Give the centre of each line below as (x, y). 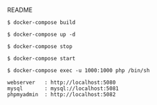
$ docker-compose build (41, 23)
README (20, 10)
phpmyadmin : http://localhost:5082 (62, 95)
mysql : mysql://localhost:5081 (63, 89)
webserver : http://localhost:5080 (62, 82)
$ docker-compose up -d (41, 34)
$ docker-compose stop (40, 47)
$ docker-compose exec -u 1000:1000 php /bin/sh (78, 71)
